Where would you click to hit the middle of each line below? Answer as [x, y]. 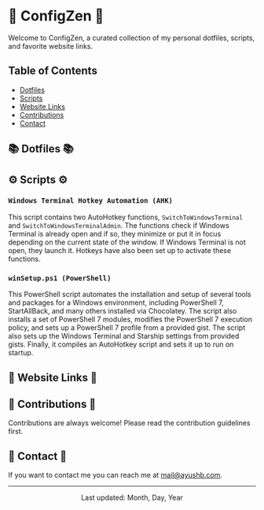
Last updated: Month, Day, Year [132, 497]
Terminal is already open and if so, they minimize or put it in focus [115, 233]
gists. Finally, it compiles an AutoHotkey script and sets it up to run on [121, 344]
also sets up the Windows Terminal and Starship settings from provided [124, 336]
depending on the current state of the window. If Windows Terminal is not [127, 242]
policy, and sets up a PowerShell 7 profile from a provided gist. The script [127, 328]
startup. [21, 353]
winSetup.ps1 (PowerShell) [60, 278]
